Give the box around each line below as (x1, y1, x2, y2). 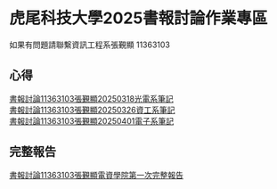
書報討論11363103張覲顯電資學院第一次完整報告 (9, 169, 184, 180)
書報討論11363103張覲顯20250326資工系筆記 (9, 104, 175, 115)
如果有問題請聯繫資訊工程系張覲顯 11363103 (9, 39, 171, 50)
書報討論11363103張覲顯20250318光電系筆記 (9, 93, 174, 103)
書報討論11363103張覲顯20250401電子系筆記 (9, 115, 175, 126)
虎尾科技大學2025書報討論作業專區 (9, 8, 268, 29)
